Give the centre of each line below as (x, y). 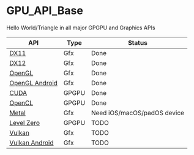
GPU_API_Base (45, 11)
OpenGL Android (34, 83)
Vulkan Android (32, 143)
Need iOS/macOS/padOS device (138, 113)
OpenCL (21, 103)
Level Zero (24, 123)
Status (138, 42)
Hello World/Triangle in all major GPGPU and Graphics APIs (81, 28)
